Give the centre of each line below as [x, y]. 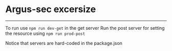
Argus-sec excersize [51, 9]
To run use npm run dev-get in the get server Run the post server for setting [85, 28]
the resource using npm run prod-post [45, 33]
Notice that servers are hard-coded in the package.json [64, 43]
